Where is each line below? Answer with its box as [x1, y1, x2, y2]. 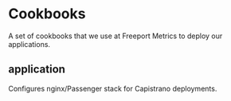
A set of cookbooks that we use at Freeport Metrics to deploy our [8, 31, 223, 41]
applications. [8, 39, 50, 49]
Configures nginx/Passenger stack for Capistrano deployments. [8, 84, 217, 93]
